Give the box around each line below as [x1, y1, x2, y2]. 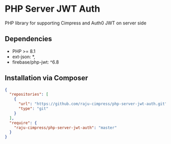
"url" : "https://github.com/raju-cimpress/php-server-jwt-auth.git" [18, 101, 167, 107]
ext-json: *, [12, 53, 35, 60]
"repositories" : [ [9, 92, 49, 97]
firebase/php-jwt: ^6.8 [12, 59, 59, 65]
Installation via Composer [5, 74, 88, 82]
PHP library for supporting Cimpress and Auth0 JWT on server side [5, 20, 146, 26]
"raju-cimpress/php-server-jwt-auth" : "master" [14, 125, 117, 130]
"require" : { [9, 120, 37, 125]
